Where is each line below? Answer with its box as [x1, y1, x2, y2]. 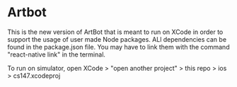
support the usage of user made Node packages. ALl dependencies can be [7, 35, 227, 43]
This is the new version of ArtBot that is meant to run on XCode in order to [7, 28, 224, 36]
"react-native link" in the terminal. [7, 50, 106, 59]
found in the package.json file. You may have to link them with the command [7, 42, 230, 51]
